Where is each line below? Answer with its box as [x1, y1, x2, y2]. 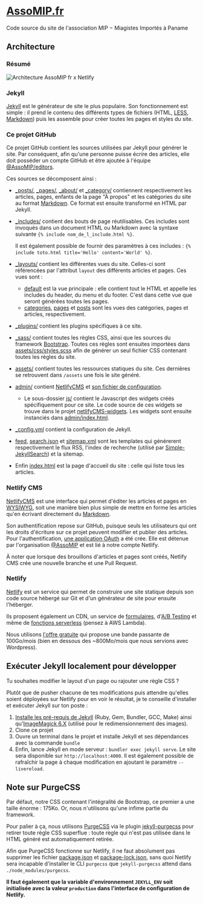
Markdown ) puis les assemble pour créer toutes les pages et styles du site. [6, 115, 193, 122]
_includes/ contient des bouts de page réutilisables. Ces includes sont [14, 218, 190, 225]
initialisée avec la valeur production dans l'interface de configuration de [6, 885, 190, 892]
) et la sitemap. [47, 450, 85, 457]
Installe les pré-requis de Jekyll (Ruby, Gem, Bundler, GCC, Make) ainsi [14, 713, 192, 720]
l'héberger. [6, 601, 33, 608]
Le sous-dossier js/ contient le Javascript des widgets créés [24, 395, 175, 402]
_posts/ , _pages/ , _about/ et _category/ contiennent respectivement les [14, 187, 192, 194]
